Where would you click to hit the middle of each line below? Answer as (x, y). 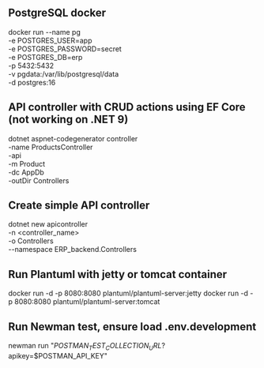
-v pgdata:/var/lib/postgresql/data (64, 73)
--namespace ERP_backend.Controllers (72, 250)
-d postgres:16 (32, 82)
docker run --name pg (44, 32)
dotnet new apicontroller (48, 224)
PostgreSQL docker (57, 13)
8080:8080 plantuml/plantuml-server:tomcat (87, 302)
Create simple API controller (79, 206)
